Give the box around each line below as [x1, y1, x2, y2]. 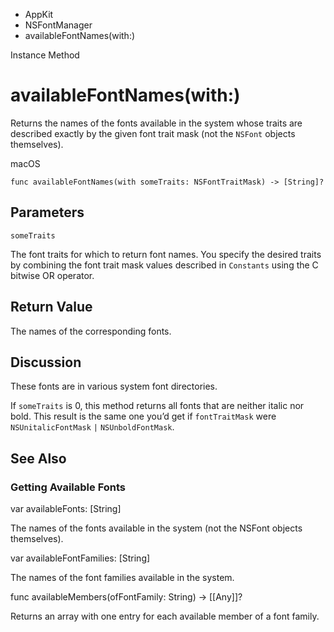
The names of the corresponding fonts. [10, 325, 172, 337]
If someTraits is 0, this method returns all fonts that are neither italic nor [10, 400, 305, 412]
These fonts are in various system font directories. [10, 380, 218, 393]
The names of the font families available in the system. [10, 572, 235, 584]
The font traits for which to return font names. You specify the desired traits [10, 248, 322, 260]
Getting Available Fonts [10, 480, 127, 494]
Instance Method [10, 49, 80, 61]
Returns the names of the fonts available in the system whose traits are [10, 117, 303, 129]
